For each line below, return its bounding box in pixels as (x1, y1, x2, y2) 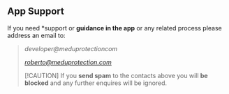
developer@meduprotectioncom (24, 44, 118, 53)
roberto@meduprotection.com (24, 58, 112, 66)
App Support (7, 6, 64, 17)
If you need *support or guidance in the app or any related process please (7, 23, 222, 32)
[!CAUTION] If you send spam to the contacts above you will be (24, 71, 208, 79)
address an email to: (7, 31, 66, 39)
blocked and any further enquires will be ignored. (24, 79, 168, 87)
